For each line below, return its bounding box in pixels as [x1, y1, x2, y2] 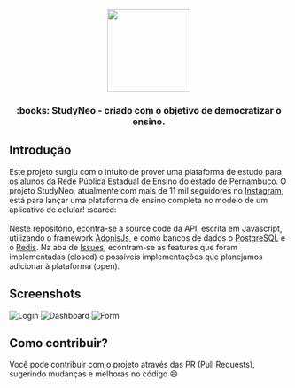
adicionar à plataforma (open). [9, 260, 120, 271]
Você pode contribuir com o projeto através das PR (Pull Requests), [9, 360, 255, 370]
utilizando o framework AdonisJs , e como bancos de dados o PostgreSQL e [9, 232, 286, 243]
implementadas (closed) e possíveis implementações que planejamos [9, 251, 263, 262]
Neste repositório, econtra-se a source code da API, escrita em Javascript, [9, 223, 283, 234]
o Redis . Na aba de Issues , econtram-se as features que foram [9, 242, 238, 252]
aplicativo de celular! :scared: [9, 204, 117, 215]
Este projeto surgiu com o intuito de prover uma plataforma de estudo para [9, 166, 282, 177]
